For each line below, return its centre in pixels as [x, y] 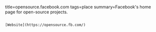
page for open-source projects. [36, 12]
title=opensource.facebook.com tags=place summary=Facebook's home [78, 7]
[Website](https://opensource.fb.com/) [45, 25]
